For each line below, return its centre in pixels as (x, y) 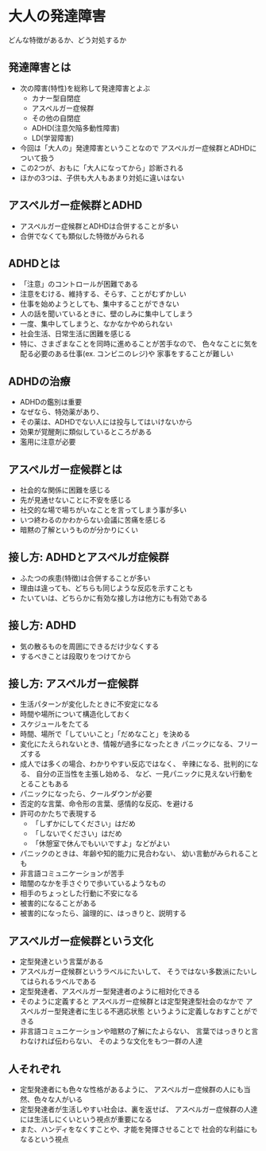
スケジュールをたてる (54, 724)
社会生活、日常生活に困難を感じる (75, 334)
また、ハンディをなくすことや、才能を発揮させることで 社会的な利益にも (139, 1129)
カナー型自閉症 (56, 98)
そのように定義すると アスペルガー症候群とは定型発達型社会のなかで (132, 1001)
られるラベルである (65, 981)
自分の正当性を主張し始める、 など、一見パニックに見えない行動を (144, 774)
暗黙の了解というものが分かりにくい (79, 530)
